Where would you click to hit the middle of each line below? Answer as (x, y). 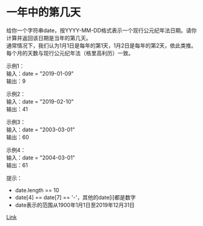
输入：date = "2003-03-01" (41, 129)
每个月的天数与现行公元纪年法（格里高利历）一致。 (70, 53)
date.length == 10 (37, 190)
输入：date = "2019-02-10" (40, 101)
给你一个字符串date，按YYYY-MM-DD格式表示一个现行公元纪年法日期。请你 (101, 30)
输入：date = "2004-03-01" (41, 158)
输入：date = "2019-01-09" (40, 73)
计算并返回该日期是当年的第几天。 (49, 38)
